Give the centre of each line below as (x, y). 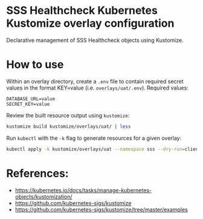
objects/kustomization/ (43, 197)
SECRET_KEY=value (28, 104)
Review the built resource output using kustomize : (68, 115)
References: (37, 173)
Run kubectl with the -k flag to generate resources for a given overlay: (94, 138)
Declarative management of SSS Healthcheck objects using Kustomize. (95, 40)
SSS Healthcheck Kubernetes (82, 11)
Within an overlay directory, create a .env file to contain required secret (95, 81)
